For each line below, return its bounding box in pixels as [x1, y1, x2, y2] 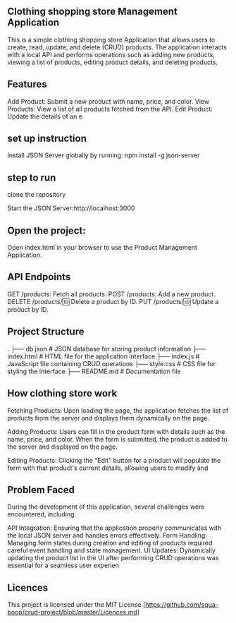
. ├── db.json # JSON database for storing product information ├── [7, 344, 206, 353]
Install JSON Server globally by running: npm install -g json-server [7, 151, 200, 159]
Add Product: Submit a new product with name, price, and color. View [7, 97, 210, 105]
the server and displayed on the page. [7, 442, 118, 451]
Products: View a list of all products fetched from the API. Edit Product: [7, 104, 213, 113]
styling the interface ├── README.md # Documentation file [7, 367, 181, 375]
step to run [7, 171, 56, 183]
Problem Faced [7, 483, 75, 496]
